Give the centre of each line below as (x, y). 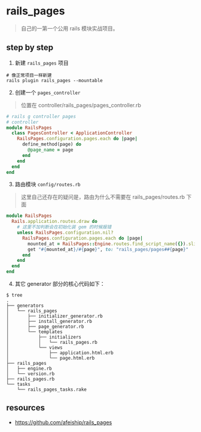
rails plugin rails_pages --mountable (54, 80)
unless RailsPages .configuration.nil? (65, 232)
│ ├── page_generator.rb (45, 327)
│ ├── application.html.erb (60, 353)
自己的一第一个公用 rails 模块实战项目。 (69, 28)
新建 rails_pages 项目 (42, 63)
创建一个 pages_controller (48, 92)
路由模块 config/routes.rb (48, 185)
